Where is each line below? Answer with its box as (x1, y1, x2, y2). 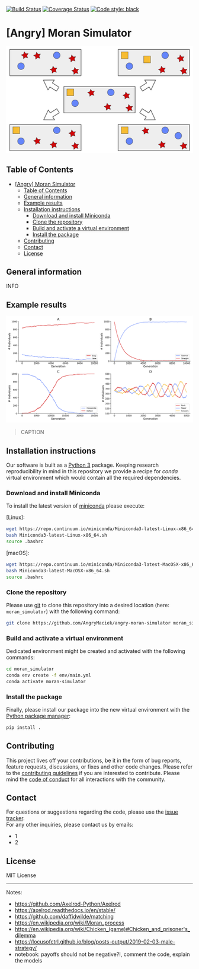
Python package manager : (6, 712, 71, 719)
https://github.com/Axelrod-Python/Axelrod (14, 900, 121, 907)
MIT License (6, 872, 37, 879)
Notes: (6, 889, 23, 896)
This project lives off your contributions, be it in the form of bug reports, (6, 757, 182, 764)
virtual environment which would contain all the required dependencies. (6, 474, 181, 482)
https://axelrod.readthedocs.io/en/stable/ (14, 907, 115, 914)
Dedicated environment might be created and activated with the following (6, 648, 185, 655)
